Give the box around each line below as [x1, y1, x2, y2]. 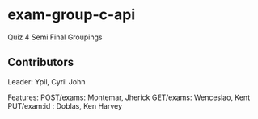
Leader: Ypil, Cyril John [7, 76, 86, 86]
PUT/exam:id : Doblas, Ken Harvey [7, 101, 123, 110]
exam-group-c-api [7, 6, 136, 24]
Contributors [7, 55, 74, 69]
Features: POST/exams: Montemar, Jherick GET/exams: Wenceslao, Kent [7, 92, 251, 102]
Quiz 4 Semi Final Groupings [7, 32, 103, 42]
